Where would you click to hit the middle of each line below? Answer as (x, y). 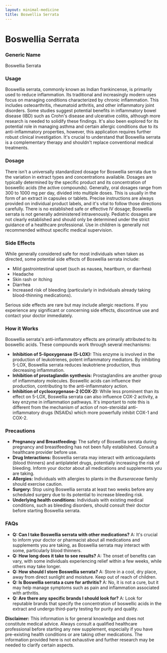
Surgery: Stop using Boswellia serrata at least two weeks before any (83, 489)
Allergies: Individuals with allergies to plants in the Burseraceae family (85, 479)
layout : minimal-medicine (32, 10)
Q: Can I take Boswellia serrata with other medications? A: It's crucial (85, 534)
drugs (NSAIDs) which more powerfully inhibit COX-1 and (99, 413)
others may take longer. (37, 566)
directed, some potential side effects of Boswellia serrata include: (72, 259)
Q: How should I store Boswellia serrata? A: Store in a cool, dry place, (85, 572)
